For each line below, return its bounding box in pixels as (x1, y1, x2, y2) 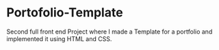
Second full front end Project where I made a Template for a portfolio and (6, 27, 213, 36)
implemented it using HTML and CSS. (6, 34, 112, 42)
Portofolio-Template (6, 5, 124, 21)
